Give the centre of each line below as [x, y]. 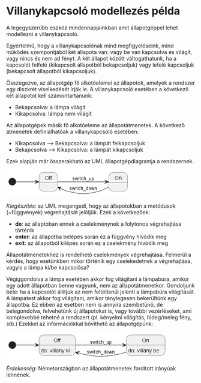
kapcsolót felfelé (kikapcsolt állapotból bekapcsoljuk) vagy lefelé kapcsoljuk [100, 65]
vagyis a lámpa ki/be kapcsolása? [48, 267]
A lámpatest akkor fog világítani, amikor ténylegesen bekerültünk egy [91, 298]
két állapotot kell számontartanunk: [49, 95]
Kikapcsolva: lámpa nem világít [53, 113]
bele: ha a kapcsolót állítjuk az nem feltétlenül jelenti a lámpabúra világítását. [101, 292]
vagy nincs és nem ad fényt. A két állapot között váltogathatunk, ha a [91, 58]
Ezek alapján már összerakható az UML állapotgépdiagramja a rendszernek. [100, 161]
